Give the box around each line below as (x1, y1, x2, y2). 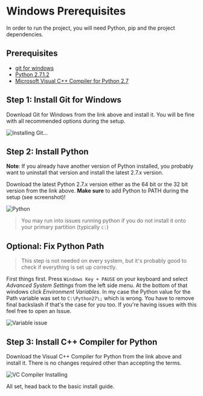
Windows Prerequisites (6, 4, 126, 18)
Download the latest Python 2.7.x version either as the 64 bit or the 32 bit (6, 180, 188, 188)
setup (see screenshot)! (6, 194, 66, 201)
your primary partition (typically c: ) (21, 223, 109, 231)
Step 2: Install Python (6, 147, 89, 157)
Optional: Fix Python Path (6, 241, 105, 251)
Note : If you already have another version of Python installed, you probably (6, 162, 194, 170)
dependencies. (6, 30, 43, 38)
